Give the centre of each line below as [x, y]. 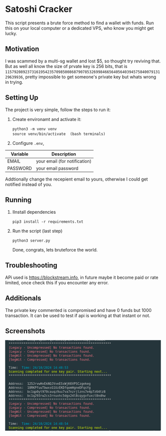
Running [19, 200]
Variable [20, 154]
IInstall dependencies [34, 212]
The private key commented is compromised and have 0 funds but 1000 [78, 310]
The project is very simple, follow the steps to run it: [58, 110]
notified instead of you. [29, 185]
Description [64, 154]
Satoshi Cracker [39, 9]
